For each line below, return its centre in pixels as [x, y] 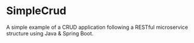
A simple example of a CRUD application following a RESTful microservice [97, 27]
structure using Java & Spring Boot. [50, 33]
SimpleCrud [36, 11]
